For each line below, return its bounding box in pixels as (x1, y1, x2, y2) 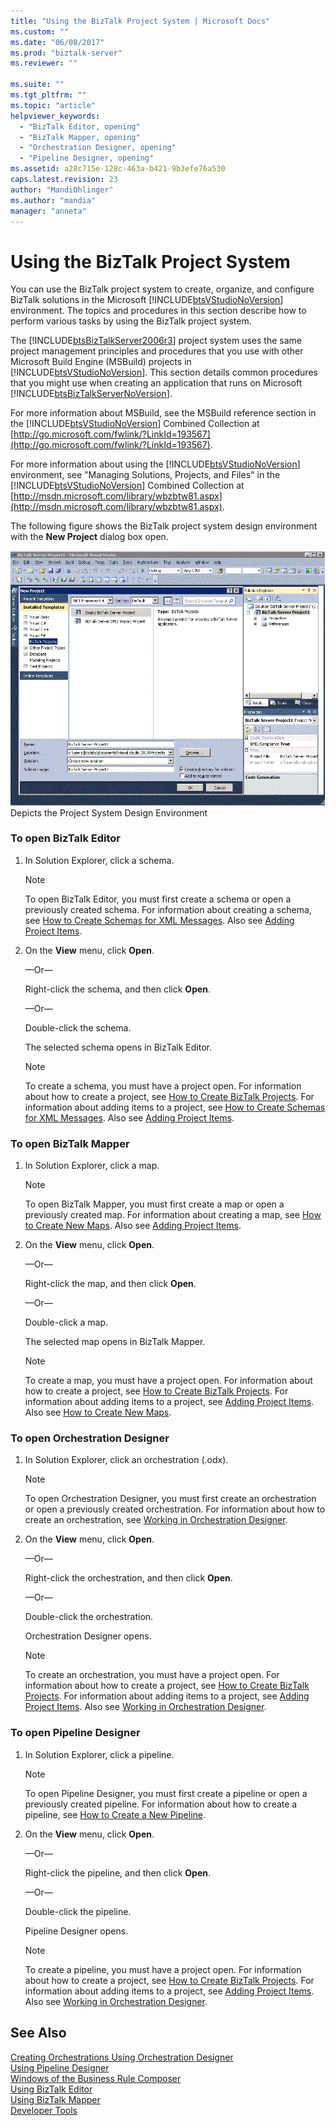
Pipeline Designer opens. (24, 1925, 129, 1937)
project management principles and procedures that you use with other (10, 345, 304, 357)
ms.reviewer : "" (10, 58, 78, 69)
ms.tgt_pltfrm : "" (10, 90, 87, 100)
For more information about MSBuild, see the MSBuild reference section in (10, 407, 317, 419)
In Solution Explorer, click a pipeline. (24, 1748, 175, 1760)
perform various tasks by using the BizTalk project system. (10, 315, 252, 327)
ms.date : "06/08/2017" (10, 37, 105, 47)
